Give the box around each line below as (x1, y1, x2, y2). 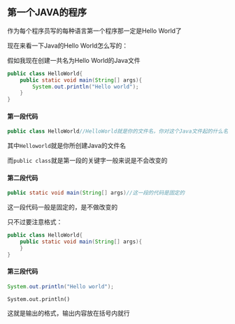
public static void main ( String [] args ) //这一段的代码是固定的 (7, 189, 185, 197)
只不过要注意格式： (7, 218, 63, 226)
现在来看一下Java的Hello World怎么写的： (7, 41, 128, 50)
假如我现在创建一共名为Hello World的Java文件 (7, 56, 141, 64)
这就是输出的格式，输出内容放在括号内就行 (7, 309, 130, 317)
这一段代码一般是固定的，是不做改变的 (7, 203, 117, 212)
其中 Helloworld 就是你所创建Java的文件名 (7, 142, 126, 150)
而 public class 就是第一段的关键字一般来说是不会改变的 (7, 156, 168, 165)
